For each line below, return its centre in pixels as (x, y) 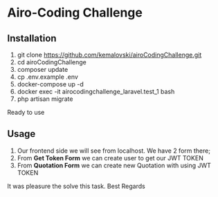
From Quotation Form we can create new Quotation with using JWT (114, 165)
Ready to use (26, 112)
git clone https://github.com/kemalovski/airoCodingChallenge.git (109, 55)
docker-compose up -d (51, 84)
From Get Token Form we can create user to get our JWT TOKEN (110, 158)
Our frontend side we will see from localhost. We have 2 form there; (114, 151)
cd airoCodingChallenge (52, 62)
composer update (43, 69)
